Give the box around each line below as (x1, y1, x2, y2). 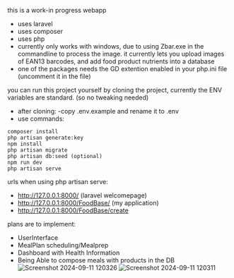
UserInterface (17, 234, 59, 242)
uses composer (17, 28, 64, 35)
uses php (17, 35, 45, 43)
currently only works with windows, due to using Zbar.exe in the (17, 42, 204, 50)
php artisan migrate (7, 147, 69, 154)
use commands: (17, 114, 65, 123)
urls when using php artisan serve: (7, 178, 108, 186)
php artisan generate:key (7, 134, 83, 141)
